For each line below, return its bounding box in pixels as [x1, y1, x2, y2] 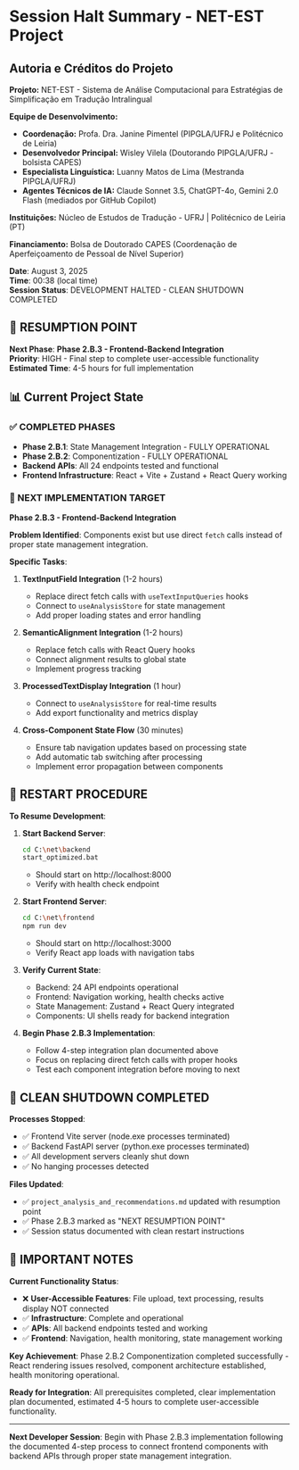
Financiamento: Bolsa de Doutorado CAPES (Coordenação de [9, 239, 238, 249]
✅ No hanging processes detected [21, 1160, 149, 1171]
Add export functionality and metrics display [35, 707, 198, 718]
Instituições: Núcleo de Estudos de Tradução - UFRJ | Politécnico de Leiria [9, 212, 287, 222]
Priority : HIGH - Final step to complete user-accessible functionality [9, 353, 260, 363]
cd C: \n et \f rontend [21, 913, 95, 923]
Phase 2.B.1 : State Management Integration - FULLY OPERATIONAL [21, 441, 270, 452]
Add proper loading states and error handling [35, 610, 202, 620]
